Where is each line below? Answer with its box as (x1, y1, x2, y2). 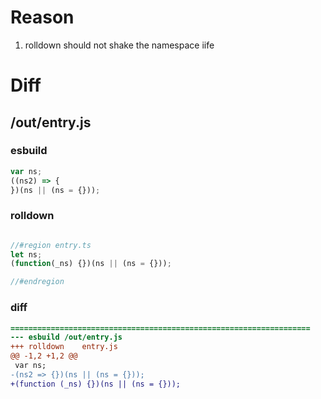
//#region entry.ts (10, 240, 92, 250)
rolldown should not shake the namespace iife (24, 39, 215, 51)
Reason (10, 6, 75, 29)
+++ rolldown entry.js (10, 342, 118, 352)
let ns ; (10, 249, 43, 260)
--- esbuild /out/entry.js (10, 332, 123, 343)
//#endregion (10, 277, 65, 287)
